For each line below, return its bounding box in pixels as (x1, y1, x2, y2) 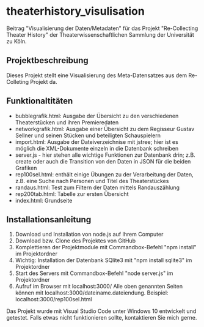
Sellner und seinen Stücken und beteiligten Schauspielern (15, 132, 161, 139)
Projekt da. (30, 78, 57, 85)
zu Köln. (6, 37, 27, 45)
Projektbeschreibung (6, 55, 89, 66)
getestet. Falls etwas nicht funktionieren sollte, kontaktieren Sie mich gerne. (6, 314, 197, 321)
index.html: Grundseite (15, 197, 73, 204)
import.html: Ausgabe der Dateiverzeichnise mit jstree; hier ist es (15, 138, 178, 145)
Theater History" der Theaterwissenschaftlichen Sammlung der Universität (6, 31, 194, 38)
